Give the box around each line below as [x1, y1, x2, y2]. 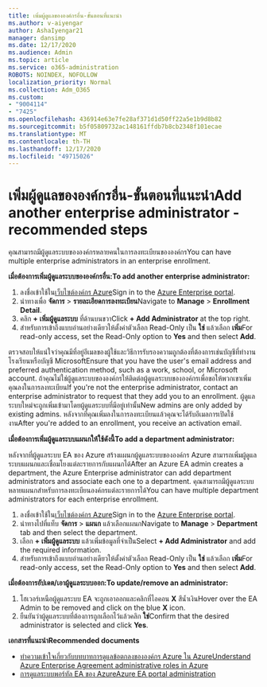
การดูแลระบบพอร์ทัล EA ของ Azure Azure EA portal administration [19, 669, 216, 679]
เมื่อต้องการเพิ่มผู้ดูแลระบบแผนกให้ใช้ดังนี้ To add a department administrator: [8, 435, 235, 444]
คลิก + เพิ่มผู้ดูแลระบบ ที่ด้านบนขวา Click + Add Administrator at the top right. [19, 314, 251, 323]
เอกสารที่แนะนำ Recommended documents [8, 636, 140, 646]
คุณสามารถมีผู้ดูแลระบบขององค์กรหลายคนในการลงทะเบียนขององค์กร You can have [8, 248, 232, 257]
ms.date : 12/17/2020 [8, 41, 77, 49]
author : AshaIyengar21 [8, 26, 83, 34]
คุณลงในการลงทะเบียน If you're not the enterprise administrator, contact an [8, 383, 238, 392]
